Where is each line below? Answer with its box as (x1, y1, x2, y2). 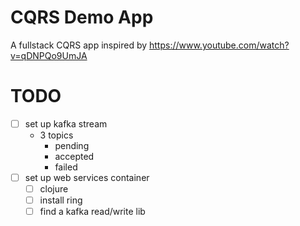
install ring (39, 194, 83, 206)
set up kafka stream (24, 117, 108, 130)
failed (54, 161, 78, 173)
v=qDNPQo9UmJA (10, 49, 88, 61)
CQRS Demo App (10, 6, 154, 29)
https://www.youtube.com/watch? (149, 39, 290, 51)
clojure (39, 183, 69, 195)
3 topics (39, 129, 74, 141)
